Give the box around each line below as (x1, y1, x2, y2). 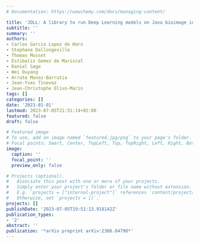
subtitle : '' (6, 25, 38, 31)
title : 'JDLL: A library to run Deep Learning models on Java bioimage (6, 19, 187, 25)
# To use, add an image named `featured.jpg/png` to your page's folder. (6, 135, 192, 141)
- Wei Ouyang (6, 69, 38, 75)
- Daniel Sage (6, 63, 41, 69)
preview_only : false (11, 162, 62, 168)
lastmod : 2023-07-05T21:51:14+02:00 (6, 107, 97, 113)
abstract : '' (6, 223, 38, 229)
